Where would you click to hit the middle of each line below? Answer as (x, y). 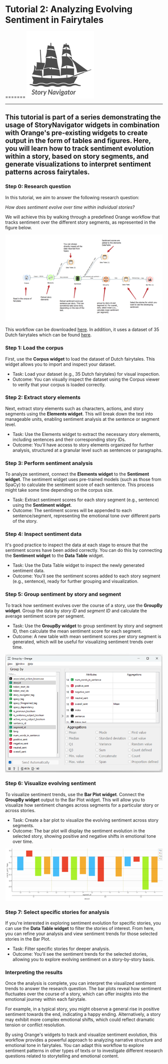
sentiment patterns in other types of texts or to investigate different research (84, 1051)
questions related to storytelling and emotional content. (62, 1056)
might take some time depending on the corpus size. (59, 490)
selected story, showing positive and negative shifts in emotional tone (84, 836)
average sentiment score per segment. (45, 616)
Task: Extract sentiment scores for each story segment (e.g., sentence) (85, 500)
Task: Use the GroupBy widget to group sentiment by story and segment (87, 626)
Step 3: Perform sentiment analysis (49, 463)
